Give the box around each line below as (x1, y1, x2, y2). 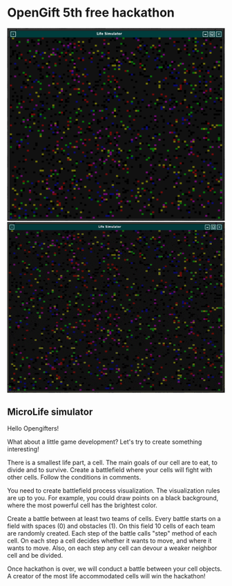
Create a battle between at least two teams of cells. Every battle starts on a (7, 515, 221, 523)
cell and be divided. (7, 551, 64, 560)
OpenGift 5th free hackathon (7, 5, 175, 21)
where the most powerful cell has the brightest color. (7, 501, 157, 509)
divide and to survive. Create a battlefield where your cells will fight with (7, 466, 213, 474)
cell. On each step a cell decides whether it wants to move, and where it (7, 537, 212, 545)
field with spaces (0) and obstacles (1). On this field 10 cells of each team (7, 522, 215, 530)
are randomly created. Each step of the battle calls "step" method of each (7, 529, 217, 538)
